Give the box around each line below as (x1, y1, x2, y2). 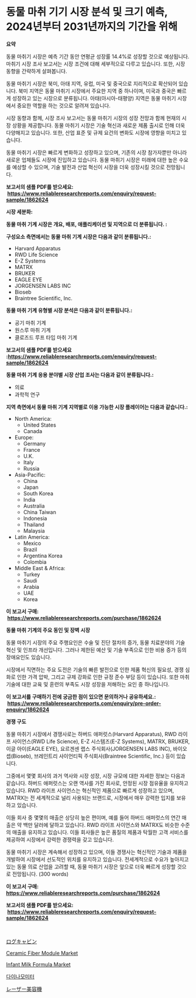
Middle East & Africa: (14, 564, 66, 571)
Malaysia (23, 527, 45, 534)
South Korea (23, 490, 54, 497)
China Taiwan (23, 508, 57, 516)
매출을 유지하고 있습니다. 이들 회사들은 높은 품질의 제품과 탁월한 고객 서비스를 (12, 829, 189, 836)
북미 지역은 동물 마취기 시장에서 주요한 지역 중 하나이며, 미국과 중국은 (18, 87, 176, 94)
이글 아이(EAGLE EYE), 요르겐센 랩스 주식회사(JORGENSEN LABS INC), (6, 745, 172, 752)
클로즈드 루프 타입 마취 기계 (14, 333, 78, 340)
